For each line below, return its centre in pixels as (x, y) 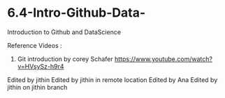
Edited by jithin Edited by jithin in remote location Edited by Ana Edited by (112, 80)
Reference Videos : (35, 45)
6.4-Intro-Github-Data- (77, 13)
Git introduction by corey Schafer (65, 59)
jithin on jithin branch (37, 87)
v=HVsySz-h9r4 (41, 66)
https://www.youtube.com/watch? (164, 59)
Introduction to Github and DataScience (64, 32)
